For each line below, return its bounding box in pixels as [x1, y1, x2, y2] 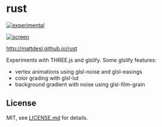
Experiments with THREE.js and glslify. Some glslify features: [6, 56, 157, 63]
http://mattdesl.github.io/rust [6, 44, 77, 52]
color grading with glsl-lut [14, 74, 79, 81]
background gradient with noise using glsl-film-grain [14, 80, 145, 88]
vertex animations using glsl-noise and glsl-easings [14, 68, 143, 75]
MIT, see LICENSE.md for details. [6, 114, 88, 121]
